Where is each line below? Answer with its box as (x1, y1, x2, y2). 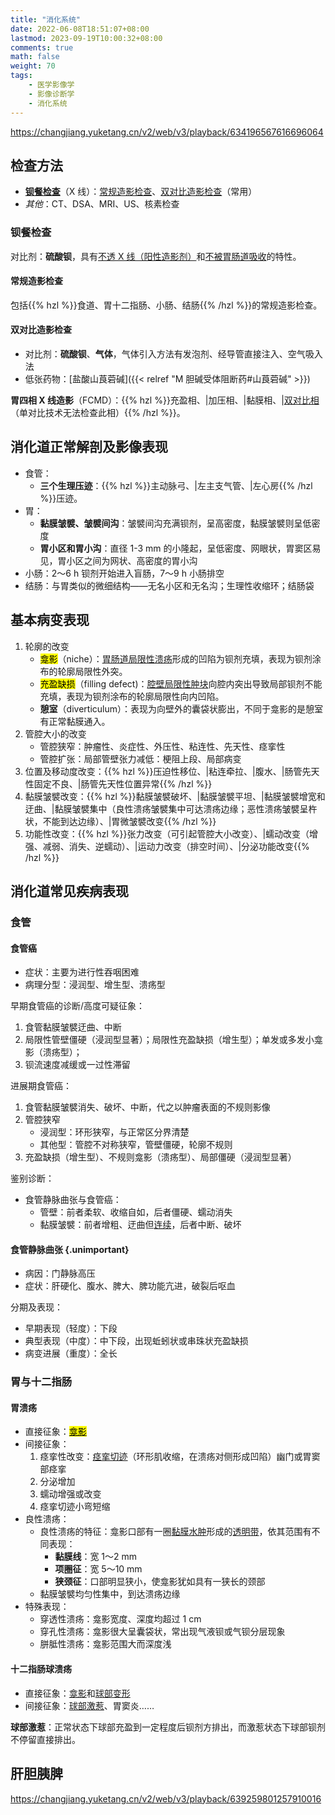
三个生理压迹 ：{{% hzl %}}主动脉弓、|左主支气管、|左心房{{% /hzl (39, 479, 313, 491)
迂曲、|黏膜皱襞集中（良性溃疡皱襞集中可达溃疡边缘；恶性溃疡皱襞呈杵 (24, 802, 318, 815)
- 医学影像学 (28, 80, 75, 90)
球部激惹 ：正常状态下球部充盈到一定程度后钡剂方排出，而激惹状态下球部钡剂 (10, 1721, 326, 1733)
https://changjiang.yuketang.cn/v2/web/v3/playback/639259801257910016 (10, 1792, 322, 1805)
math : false (10, 52, 60, 62)
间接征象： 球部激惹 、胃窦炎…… (24, 1699, 155, 1711)
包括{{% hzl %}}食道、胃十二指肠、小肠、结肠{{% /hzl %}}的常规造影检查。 (10, 299, 323, 311)
